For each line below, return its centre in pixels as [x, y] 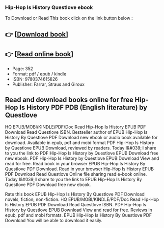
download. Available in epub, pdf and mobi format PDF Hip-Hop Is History [80, 143]
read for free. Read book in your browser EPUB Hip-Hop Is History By [75, 164]
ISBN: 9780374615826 [35, 79]
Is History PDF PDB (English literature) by [83, 107]
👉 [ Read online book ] [39, 54]
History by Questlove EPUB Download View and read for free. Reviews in [79, 210]
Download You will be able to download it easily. [54, 221]
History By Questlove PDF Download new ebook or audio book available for [82, 138]
